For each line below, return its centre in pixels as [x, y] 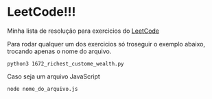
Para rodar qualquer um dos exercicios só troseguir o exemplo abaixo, [106, 44]
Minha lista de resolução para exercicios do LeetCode [83, 31]
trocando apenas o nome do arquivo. [59, 51]
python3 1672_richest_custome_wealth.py [66, 63]
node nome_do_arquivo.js [43, 89]
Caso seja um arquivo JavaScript [54, 76]
